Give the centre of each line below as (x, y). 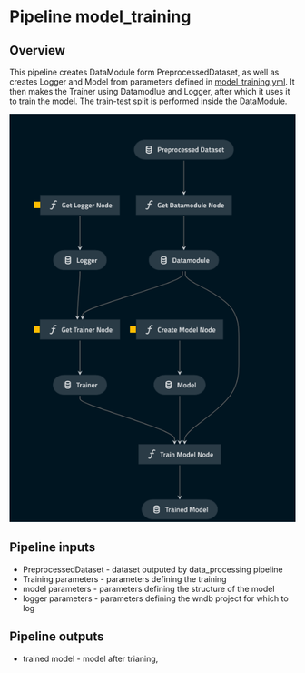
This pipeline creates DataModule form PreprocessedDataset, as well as (144, 72)
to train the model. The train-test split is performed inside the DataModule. (148, 101)
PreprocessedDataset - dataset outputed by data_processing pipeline (152, 569)
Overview (38, 50)
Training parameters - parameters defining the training (124, 578)
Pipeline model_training (100, 17)
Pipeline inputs (53, 547)
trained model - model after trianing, (90, 658)
